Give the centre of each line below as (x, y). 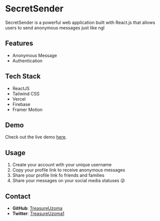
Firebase (21, 104)
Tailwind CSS (26, 94)
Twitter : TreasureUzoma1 (38, 214)
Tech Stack (23, 76)
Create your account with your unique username (62, 165)
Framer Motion (28, 110)
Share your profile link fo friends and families (58, 175)
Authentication (27, 61)
